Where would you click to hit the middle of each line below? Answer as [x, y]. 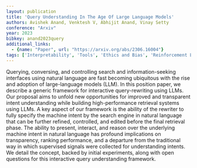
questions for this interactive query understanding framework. [81, 159]
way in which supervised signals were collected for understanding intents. [96, 146]
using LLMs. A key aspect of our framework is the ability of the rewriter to [95, 109]
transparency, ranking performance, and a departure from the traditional [93, 140]
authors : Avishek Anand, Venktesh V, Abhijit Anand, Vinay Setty [87, 22]
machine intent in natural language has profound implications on [84, 134]
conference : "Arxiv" [31, 28]
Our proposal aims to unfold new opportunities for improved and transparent [98, 97]
